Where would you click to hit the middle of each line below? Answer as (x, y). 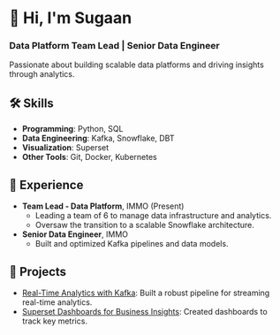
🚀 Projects (38, 272)
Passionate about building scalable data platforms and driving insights (137, 65)
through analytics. (42, 74)
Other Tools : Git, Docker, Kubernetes (89, 157)
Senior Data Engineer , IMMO (75, 234)
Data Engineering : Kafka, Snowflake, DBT (98, 138)
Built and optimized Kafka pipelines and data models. (132, 244)
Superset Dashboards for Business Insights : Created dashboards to (144, 311)
